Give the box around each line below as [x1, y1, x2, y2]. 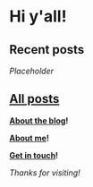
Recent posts [9, 42, 85, 57]
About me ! [9, 132, 49, 143]
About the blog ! [9, 115, 69, 126]
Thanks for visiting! [9, 167, 80, 178]
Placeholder [9, 65, 54, 76]
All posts [9, 91, 60, 106]
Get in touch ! [9, 149, 59, 160]
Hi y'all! [9, 6, 67, 27]
